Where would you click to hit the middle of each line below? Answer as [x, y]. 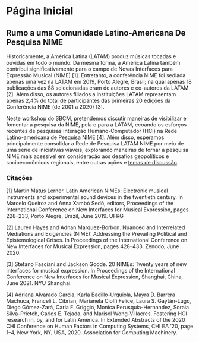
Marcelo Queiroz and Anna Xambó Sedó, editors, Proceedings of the [90, 204]
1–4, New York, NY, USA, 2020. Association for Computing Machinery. [92, 332]
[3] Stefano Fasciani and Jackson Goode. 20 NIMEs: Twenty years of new [97, 264]
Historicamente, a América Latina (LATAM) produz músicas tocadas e [91, 56]
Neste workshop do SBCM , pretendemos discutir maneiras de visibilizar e [96, 118]
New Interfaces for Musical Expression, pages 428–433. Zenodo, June [93, 246]
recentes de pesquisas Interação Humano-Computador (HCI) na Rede [91, 131]
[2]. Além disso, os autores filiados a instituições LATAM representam [91, 94]
